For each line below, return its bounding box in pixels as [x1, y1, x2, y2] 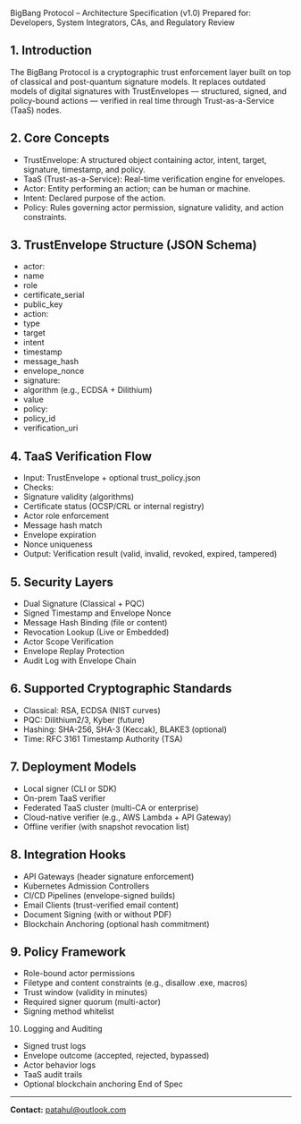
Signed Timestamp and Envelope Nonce [22, 608, 171, 618]
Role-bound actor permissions [22, 968, 136, 979]
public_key [22, 299, 63, 310]
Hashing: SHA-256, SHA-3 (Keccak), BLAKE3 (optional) [22, 724, 227, 735]
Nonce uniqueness [22, 539, 93, 549]
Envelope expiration [22, 530, 96, 541]
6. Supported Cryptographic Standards [10, 681, 232, 696]
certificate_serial [22, 290, 85, 301]
